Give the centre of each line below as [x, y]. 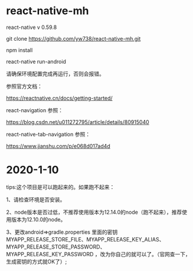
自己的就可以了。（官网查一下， [153, 254]
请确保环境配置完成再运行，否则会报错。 [55, 74]
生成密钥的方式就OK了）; [37, 262]
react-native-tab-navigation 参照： [48, 134]
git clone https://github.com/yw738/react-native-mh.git [73, 38]
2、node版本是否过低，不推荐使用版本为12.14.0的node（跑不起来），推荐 [94, 212]
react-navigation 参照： [35, 110]
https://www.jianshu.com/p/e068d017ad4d [58, 146]
